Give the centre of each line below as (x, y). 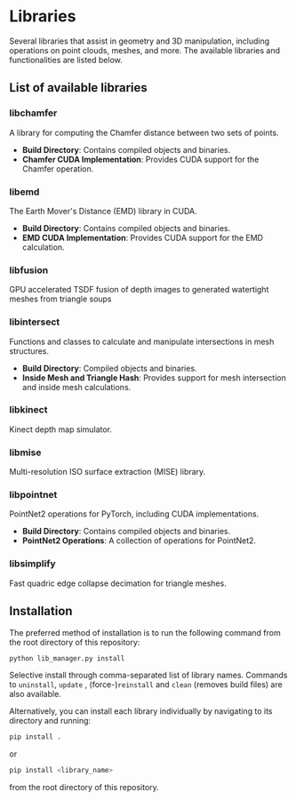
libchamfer (33, 113)
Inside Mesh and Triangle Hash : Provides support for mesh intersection (154, 377)
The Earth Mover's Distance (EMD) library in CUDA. (103, 211)
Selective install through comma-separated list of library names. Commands (148, 675)
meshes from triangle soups (61, 299)
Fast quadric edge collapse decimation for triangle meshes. (118, 583)
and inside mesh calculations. (76, 387)
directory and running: (50, 721)
